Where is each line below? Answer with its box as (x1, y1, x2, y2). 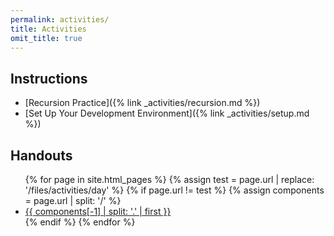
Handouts (10, 147, 73, 164)
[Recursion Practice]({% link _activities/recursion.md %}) (24, 97, 261, 109)
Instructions (10, 70, 88, 87)
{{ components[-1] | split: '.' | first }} (24, 206, 172, 217)
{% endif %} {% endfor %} (24, 216, 136, 228)
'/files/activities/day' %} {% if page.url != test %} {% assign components (24, 184, 325, 196)
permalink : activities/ (10, 14, 110, 25)
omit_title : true (10, 33, 83, 43)
